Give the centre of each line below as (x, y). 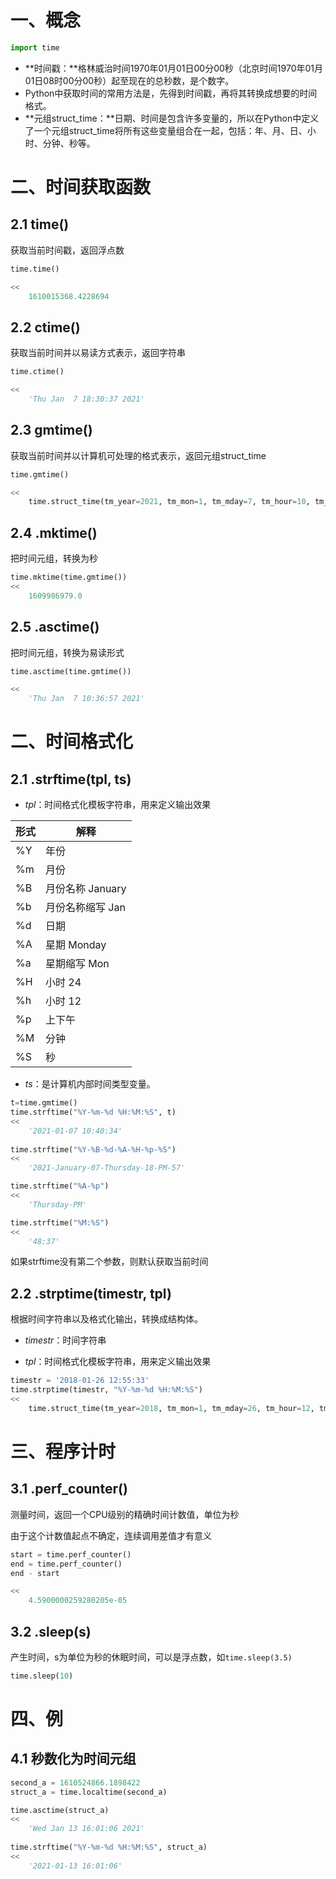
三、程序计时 (63, 1451)
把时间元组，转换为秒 (54, 558)
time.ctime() (37, 372)
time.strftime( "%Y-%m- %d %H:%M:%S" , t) (93, 1112)
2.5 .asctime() (55, 627)
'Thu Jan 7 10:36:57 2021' (86, 699)
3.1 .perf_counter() (69, 1489)
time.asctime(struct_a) (60, 1810)
